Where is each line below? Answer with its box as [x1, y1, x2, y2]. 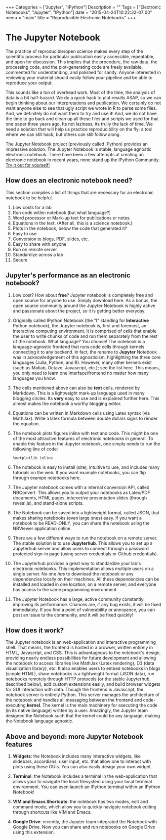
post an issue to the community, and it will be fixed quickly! [12, 612, 133, 618]
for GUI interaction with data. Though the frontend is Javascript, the [5, 687, 144, 693]
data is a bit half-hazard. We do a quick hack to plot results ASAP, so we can [5, 94, 162, 100]
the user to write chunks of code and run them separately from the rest [12, 333, 158, 339]
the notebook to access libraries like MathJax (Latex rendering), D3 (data [5, 660, 155, 666]
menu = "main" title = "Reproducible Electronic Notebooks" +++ [5, 15, 136, 20]
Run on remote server [12, 246, 57, 252]
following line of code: [12, 446, 58, 452]
